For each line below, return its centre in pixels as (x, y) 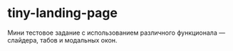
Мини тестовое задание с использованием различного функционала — (116, 33)
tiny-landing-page (62, 13)
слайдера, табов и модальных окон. (62, 40)
